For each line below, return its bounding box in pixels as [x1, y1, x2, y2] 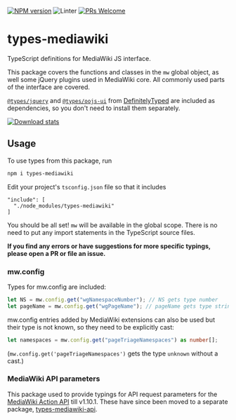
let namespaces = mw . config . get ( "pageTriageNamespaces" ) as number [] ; [7, 337, 218, 344]
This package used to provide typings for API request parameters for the [7, 390, 218, 398]
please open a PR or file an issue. [7, 249, 106, 257]
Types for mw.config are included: [7, 283, 107, 291]
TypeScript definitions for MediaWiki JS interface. [7, 54, 151, 62]
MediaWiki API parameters [7, 374, 100, 384]
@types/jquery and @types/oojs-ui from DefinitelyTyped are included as [7, 96, 216, 104]
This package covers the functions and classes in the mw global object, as [7, 67, 219, 76]
